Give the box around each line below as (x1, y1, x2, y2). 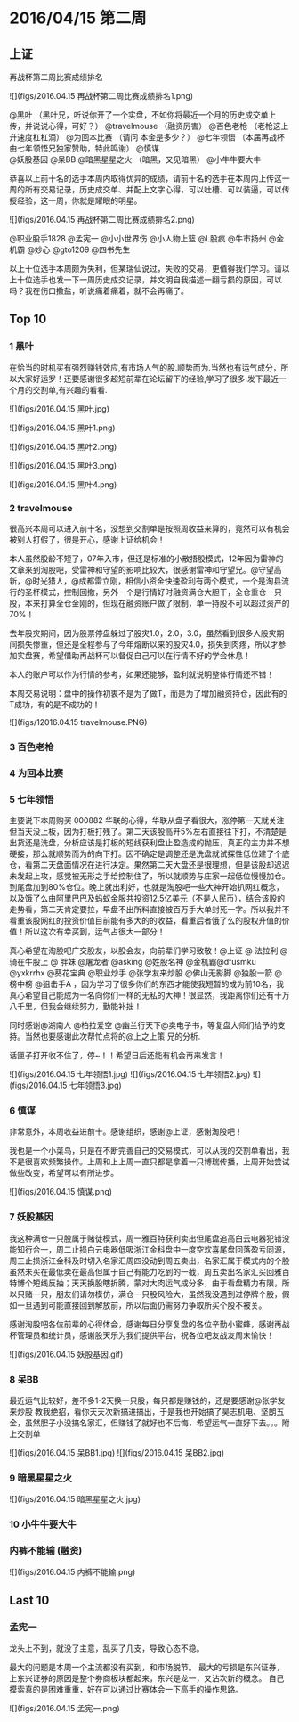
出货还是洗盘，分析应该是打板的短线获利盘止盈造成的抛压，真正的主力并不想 (9, 837, 290, 848)
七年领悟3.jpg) (69, 1080, 122, 1091)
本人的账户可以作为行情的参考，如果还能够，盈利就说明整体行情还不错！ (9, 669, 274, 680)
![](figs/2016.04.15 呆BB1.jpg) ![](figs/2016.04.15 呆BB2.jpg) (9, 1448, 225, 1458)
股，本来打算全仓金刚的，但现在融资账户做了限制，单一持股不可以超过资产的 (9, 598, 290, 608)
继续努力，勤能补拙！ (63, 1001, 142, 1012)
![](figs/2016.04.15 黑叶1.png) (9, 422, 116, 433)
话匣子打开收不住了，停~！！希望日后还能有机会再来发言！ (9, 1050, 225, 1061)
